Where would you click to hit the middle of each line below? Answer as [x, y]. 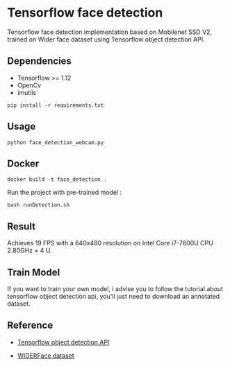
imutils [27, 92]
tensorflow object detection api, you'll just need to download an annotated [114, 296]
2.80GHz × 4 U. [30, 250]
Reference [30, 325]
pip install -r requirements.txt [56, 105]
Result [22, 226]
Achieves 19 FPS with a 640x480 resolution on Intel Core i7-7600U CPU [110, 243]
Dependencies [39, 61]
